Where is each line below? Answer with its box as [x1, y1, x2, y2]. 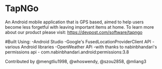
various [5, 44, 20, 50]
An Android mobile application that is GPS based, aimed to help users [5, 19, 144, 25]
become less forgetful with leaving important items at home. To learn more [5, 24, 154, 30]
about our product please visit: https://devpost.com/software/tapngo [5, 29, 143, 35]
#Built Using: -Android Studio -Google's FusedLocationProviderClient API [5, 38, 151, 44]
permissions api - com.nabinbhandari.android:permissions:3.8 [5, 49, 130, 55]
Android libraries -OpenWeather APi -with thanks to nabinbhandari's [21, 44, 157, 50]
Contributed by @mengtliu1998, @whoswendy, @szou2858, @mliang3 [5, 58, 146, 64]
